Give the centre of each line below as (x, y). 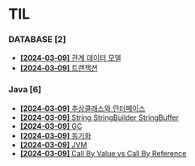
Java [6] (25, 90)
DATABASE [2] (37, 40)
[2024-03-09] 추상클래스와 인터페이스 (83, 108)
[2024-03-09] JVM (53, 145)
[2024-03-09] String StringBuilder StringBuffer (100, 117)
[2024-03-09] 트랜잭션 (59, 68)
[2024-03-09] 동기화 (55, 135)
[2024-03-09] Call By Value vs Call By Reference (103, 153)
